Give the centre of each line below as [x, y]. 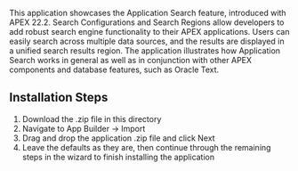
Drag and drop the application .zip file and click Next [118, 138]
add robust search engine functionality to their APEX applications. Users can [149, 32]
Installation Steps [59, 98]
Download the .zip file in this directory [92, 118]
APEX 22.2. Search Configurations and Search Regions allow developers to [147, 22]
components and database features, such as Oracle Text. [114, 69]
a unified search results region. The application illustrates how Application [145, 51]
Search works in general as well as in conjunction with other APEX [130, 60]
